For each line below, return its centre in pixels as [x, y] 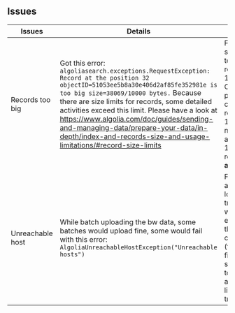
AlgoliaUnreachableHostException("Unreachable [139, 247]
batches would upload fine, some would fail [131, 231]
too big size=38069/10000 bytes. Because [130, 92]
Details [139, 31]
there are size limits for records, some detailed [136, 101]
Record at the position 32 [105, 78]
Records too [31, 99]
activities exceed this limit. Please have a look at [139, 110]
